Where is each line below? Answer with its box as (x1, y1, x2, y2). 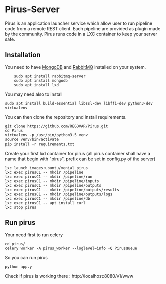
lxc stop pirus (5, 205, 37, 210)
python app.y (5, 264, 32, 269)
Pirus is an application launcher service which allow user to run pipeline (5, 20, 153, 26)
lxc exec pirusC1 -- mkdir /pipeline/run (5, 174, 93, 179)
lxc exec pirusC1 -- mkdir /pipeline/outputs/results (5, 187, 120, 192)
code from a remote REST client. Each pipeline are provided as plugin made (5, 25, 161, 31)
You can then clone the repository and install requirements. (5, 114, 127, 120)
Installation (5, 51, 41, 59)
